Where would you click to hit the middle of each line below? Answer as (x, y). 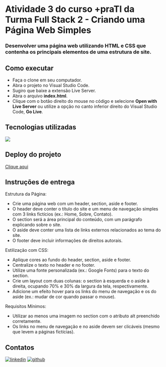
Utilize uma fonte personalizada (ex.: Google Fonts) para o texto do (81, 270)
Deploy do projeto (33, 155)
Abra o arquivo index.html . (40, 96)
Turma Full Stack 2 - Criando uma (75, 20)
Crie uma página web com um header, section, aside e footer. (75, 204)
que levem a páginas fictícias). (44, 332)
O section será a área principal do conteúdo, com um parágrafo (77, 220)
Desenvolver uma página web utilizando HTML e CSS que (76, 46)
